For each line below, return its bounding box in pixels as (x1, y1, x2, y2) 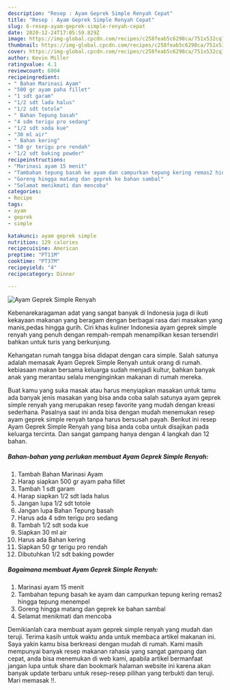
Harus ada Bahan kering (17, 535, 86, 544)
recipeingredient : (8, 73, 60, 81)
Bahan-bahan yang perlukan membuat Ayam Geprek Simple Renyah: (8, 452, 209, 461)
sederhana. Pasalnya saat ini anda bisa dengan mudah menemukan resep (8, 408, 215, 416)
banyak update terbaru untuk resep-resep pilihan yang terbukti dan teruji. (8, 669, 214, 677)
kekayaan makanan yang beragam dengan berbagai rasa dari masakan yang (8, 316, 222, 324)
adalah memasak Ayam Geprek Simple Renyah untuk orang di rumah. (8, 358, 202, 366)
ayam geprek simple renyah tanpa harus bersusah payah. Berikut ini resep (8, 415, 217, 423)
